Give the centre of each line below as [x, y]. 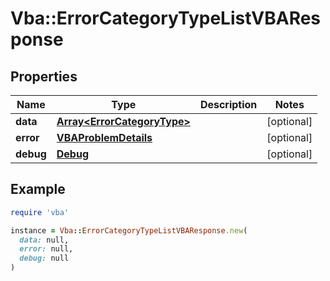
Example [38, 189]
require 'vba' [40, 212]
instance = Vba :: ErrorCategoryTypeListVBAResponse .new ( [129, 230]
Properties [44, 76]
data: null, [44, 240]
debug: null [44, 258]
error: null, [46, 249]
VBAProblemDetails [104, 137]
